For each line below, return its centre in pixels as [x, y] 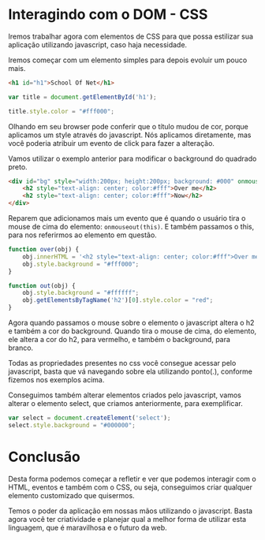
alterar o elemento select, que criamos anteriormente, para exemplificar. [125, 404]
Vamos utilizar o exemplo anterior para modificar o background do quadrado [132, 158]
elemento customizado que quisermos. [72, 495]
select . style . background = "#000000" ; [72, 425]
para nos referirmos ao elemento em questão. [83, 235]
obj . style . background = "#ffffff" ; [81, 293]
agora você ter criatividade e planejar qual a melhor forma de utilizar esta [127, 519]
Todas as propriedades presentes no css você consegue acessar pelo [122, 363]
